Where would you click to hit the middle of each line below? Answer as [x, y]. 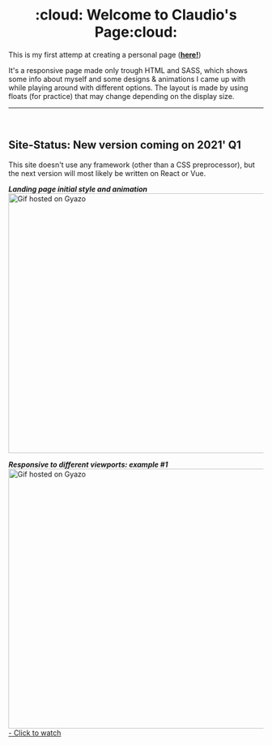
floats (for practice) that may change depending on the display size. [121, 96]
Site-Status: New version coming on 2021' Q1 [125, 145]
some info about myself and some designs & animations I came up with [127, 79]
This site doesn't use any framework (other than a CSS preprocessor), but [132, 165]
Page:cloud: [136, 32]
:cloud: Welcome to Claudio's [136, 15]
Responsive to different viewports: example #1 [88, 464]
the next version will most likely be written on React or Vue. [107, 173]
